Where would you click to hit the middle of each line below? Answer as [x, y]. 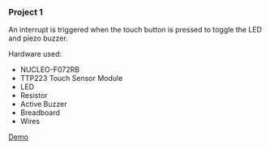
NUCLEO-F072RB [49, 70]
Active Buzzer [43, 104]
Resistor [34, 96]
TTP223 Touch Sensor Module [71, 79]
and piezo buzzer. [39, 38]
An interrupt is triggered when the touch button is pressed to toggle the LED [135, 30]
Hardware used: [35, 54]
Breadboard [40, 113]
